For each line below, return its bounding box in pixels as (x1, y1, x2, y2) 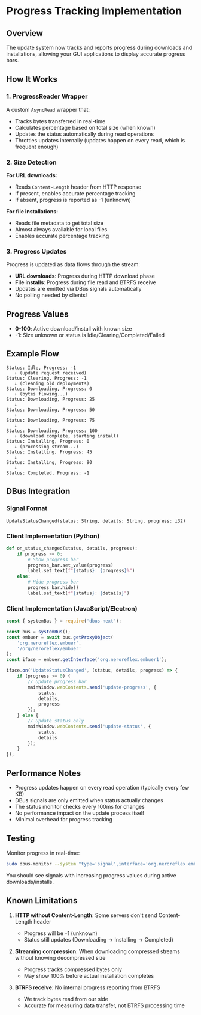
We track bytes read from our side (23, 995, 109, 1002)
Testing (6, 834, 35, 844)
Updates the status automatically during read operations (14, 130, 154, 138)
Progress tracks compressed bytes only (23, 966, 123, 973)
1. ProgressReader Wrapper (6, 92, 88, 100)
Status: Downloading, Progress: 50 (6, 407, 95, 413)
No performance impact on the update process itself (14, 809, 145, 817)
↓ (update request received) (14, 370, 87, 376)
